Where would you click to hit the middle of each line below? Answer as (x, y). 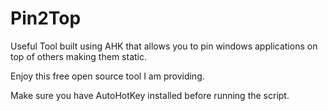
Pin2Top (46, 18)
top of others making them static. (78, 56)
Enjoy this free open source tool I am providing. (107, 76)
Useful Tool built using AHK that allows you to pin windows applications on (164, 46)
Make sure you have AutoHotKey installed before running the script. (150, 95)
